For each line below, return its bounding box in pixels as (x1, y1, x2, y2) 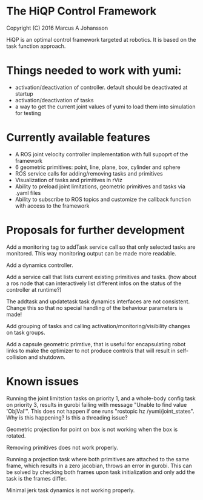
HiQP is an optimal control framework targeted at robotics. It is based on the (6, 36, 196, 43)
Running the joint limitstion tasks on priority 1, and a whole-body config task (6, 395, 196, 402)
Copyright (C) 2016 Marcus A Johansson (6, 24, 108, 31)
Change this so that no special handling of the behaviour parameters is (6, 304, 184, 311)
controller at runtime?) (6, 286, 62, 293)
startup (15, 90, 33, 97)
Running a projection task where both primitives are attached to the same (6, 455, 190, 462)
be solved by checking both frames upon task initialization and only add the (6, 468, 195, 476)
